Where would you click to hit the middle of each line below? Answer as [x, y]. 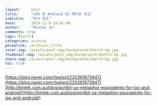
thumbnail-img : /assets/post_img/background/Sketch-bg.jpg [66, 54]
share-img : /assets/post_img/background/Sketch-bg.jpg [62, 59]
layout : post [23, 9]
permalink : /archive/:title [34, 45]
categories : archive [26, 41]
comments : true [20, 32]
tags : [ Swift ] [19, 37]
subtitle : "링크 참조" [28, 18]
